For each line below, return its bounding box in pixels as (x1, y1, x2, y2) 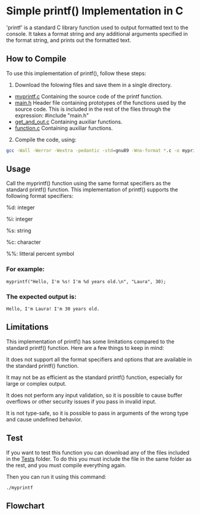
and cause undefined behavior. (6, 415, 82, 423)
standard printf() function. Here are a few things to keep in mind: (6, 344, 164, 351)
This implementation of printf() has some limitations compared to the (6, 338, 174, 345)
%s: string (6, 227, 32, 234)
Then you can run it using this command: (6, 473, 107, 480)
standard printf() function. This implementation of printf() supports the (6, 186, 179, 193)
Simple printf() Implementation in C (6, 4, 183, 18)
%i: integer (6, 216, 33, 223)
